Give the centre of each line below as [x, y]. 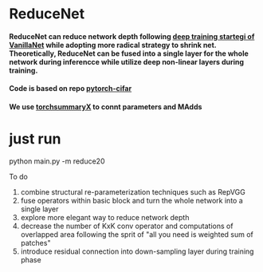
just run [35, 139]
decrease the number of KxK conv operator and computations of [127, 226]
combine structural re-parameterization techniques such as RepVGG [133, 191]
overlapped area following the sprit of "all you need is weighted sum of [137, 234]
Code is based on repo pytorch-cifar [71, 89]
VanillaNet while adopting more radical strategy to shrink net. [113, 45]
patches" [35, 242]
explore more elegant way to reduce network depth [105, 217]
